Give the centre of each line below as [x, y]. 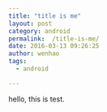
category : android [39, 31]
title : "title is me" [45, 16]
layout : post [30, 24]
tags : [17, 62]
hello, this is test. [36, 99]
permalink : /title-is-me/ [54, 39]
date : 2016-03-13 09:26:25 [54, 46]
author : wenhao [34, 54]
